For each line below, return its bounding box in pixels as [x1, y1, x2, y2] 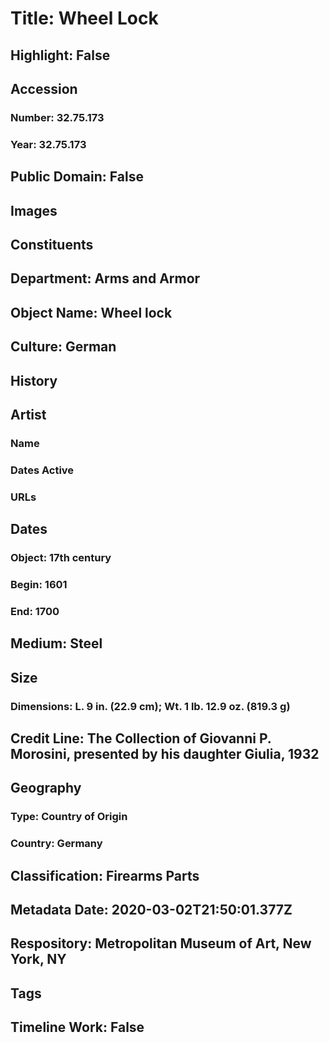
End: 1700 [10, 604, 60, 618]
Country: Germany [10, 837, 103, 851]
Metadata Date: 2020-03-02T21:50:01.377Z [10, 901, 293, 918]
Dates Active [10, 463, 75, 477]
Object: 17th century [10, 551, 112, 565]
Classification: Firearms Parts [10, 867, 200, 884]
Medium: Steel [10, 635, 103, 652]
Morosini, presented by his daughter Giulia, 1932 [10, 745, 320, 762]
